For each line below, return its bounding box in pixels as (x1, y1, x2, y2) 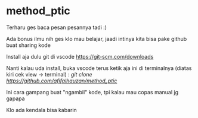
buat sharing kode (6, 42, 51, 49)
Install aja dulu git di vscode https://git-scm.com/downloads (6, 53, 154, 60)
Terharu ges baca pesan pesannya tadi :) (6, 24, 107, 31)
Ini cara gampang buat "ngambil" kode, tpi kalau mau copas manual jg (6, 88, 179, 95)
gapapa (6, 95, 25, 102)
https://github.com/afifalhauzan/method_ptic (6, 77, 117, 84)
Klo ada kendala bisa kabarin (6, 106, 78, 113)
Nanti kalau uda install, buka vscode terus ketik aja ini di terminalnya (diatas (6, 64, 192, 72)
